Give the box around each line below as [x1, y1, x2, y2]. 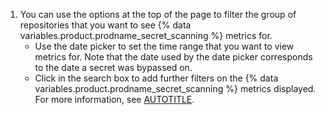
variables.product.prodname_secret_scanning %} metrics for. [19, 30, 273, 41]
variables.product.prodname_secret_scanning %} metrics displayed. [34, 83, 317, 94]
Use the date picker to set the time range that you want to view [34, 40, 295, 52]
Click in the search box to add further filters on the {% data [34, 72, 279, 84]
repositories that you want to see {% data [19, 19, 192, 31]
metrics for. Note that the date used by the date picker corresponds [34, 51, 313, 63]
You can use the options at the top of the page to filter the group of [19, 9, 297, 20]
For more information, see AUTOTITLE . [34, 94, 195, 105]
